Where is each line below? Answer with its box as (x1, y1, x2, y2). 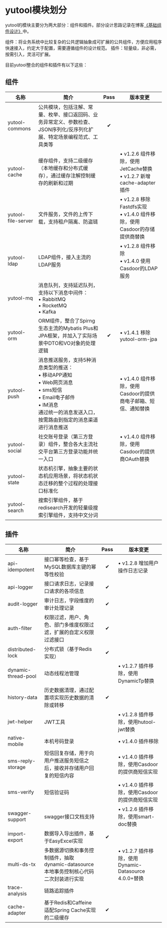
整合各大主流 (63, 441, 93, 448)
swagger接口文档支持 (44, 813, 94, 820)
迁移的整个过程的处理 (43, 479, 93, 486)
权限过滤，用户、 (44, 614, 84, 620)
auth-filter (7, 624, 32, 631)
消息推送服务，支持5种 (38, 356, 91, 363)
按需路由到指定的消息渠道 (38, 416, 98, 423)
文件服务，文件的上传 (38, 210, 88, 217)
